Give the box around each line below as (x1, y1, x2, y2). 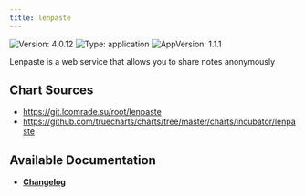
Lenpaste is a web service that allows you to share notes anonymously (9, 56, 276, 67)
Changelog (22, 177, 67, 188)
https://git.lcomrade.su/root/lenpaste (22, 107, 162, 118)
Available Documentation (9, 152, 157, 168)
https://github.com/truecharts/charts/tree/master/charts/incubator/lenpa (22, 116, 297, 128)
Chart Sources (9, 83, 94, 98)
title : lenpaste (9, 13, 71, 23)
